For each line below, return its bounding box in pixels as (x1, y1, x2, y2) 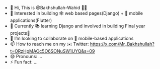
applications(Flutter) (10, 17, 52, 23)
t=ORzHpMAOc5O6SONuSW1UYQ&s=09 (10, 48, 95, 54)
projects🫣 (10, 30, 30, 36)
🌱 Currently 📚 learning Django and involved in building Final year (10, 23, 145, 29)
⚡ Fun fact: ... (10, 59, 38, 65)
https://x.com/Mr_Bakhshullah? (90, 41, 155, 47)
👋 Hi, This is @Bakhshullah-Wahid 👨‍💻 (10, 5, 88, 10)
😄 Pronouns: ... (10, 54, 43, 59)
